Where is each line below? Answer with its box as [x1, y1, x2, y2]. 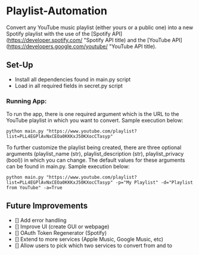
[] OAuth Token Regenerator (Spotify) [14, 229, 107, 236]
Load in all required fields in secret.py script [14, 82, 123, 89]
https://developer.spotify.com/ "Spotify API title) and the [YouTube [8, 36, 171, 43]
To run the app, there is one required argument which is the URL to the [6, 111, 179, 118]
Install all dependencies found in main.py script [14, 75, 131, 83]
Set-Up [6, 60, 34, 70]
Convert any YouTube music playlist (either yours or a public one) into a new [6, 24, 194, 31]
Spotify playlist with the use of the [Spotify [6, 30, 111, 37]
